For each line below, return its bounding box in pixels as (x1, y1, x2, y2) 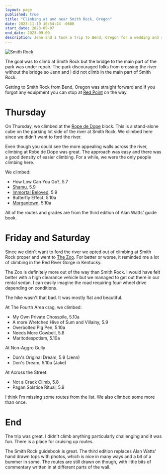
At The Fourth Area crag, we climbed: (5, 304, 82, 310)
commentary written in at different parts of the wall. (5, 464, 111, 470)
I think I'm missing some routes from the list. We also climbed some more (5, 394, 155, 400)
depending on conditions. (5, 285, 58, 291)
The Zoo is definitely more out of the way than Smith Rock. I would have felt (5, 269, 161, 275)
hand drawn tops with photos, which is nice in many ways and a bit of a (5, 453, 152, 459)
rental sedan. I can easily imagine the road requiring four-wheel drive (5, 280, 147, 286)
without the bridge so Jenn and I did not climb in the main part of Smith (5, 69, 151, 75)
